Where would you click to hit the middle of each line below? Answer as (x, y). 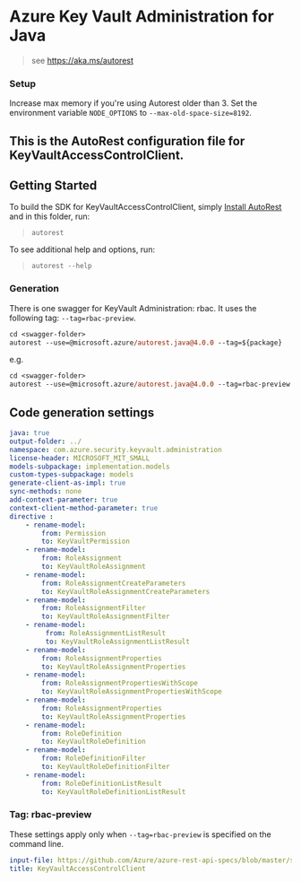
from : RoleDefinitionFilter (94, 759)
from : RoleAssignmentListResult (106, 633)
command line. (37, 843)
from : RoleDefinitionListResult (102, 783)
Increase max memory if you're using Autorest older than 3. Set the (133, 103)
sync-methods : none (46, 492)
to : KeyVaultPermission (86, 541)
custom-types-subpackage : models (72, 475)
